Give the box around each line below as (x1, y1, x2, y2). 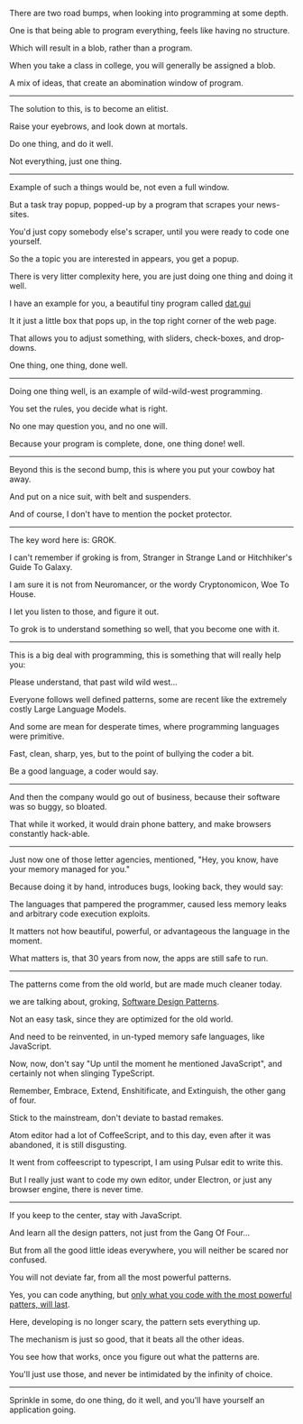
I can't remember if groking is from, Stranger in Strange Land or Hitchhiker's (9, 552, 293, 563)
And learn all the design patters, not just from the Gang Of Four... (9, 1227, 251, 1238)
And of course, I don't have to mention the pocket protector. (9, 509, 233, 519)
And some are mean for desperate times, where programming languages (9, 721, 280, 731)
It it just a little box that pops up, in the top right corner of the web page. (9, 316, 277, 326)
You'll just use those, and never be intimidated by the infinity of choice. (9, 1369, 273, 1379)
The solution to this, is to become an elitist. (9, 104, 169, 114)
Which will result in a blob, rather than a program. (9, 42, 193, 53)
